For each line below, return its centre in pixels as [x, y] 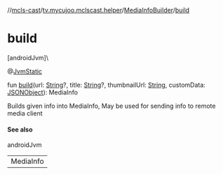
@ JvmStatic [25, 71]
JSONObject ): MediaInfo [43, 92]
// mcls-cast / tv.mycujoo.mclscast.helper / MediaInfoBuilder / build [99, 10]
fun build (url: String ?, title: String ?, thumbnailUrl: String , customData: [106, 85]
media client [25, 113]
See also [20, 129]
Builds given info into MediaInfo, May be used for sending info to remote [111, 106]
